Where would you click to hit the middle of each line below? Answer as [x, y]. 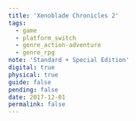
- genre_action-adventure [58, 45]
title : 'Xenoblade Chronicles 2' [64, 16]
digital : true [32, 68]
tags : [17, 23]
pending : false [33, 90]
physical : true [33, 75]
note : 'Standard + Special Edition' [69, 60]
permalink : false [37, 104]
